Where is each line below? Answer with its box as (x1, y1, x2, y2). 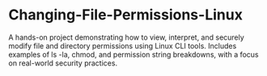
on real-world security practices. (8, 58, 118, 68)
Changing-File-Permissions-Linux (8, 6, 243, 24)
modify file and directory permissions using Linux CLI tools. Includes (8, 40, 237, 50)
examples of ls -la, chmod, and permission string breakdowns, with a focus (8, 49, 259, 59)
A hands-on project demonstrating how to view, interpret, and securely (8, 32, 244, 42)
